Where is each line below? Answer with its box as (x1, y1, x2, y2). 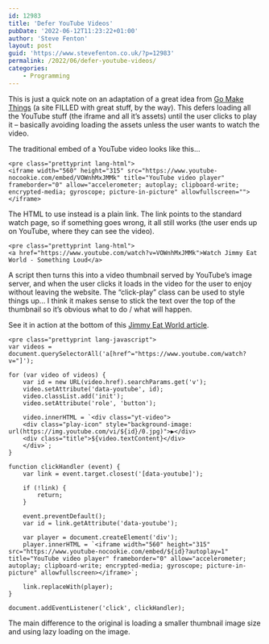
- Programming (23, 72, 70, 80)
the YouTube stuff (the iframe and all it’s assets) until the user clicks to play (8, 111, 258, 121)
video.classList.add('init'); (23, 392, 125, 400)
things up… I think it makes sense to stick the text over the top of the (8, 295, 236, 305)
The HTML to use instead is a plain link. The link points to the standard (8, 209, 242, 219)
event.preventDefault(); (23, 512, 106, 521)
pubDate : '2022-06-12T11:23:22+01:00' (8, 27, 139, 35)
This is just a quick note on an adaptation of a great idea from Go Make (8, 94, 244, 103)
